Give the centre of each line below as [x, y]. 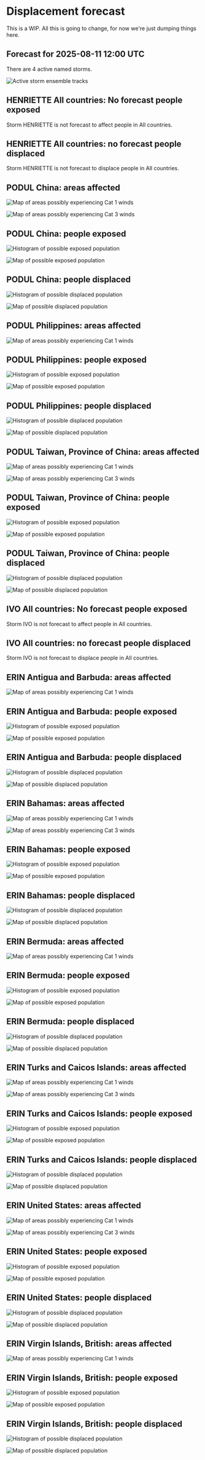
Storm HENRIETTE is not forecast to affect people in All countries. [90, 125]
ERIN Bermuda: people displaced [71, 1022]
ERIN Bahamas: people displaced [71, 895]
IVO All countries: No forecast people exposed [97, 609]
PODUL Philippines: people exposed [77, 360]
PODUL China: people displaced [68, 280]
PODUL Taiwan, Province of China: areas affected [103, 452]
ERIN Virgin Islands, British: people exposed [92, 1378]
